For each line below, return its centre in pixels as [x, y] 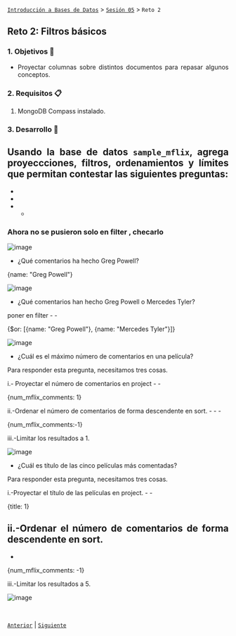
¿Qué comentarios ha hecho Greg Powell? [78, 261]
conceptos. [34, 74]
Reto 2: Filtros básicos [57, 31]
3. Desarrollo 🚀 [33, 129]
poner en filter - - [32, 316]
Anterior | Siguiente [37, 625]
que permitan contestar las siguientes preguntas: [118, 174]
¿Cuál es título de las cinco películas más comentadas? [97, 466]
